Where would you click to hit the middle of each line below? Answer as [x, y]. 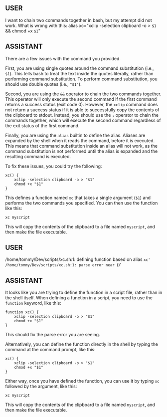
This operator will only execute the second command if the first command [81, 99]
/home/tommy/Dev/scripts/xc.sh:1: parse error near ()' [63, 265]
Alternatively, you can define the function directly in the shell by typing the [82, 344]
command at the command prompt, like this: [50, 350]
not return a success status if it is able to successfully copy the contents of [82, 110]
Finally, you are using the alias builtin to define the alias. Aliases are [75, 135]
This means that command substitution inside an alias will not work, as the [82, 146]
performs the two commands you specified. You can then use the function [82, 203]
